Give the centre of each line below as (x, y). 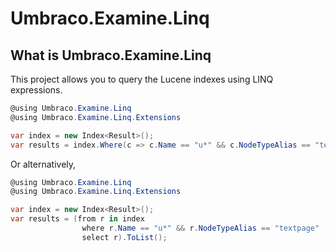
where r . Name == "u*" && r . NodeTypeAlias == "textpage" (200, 228)
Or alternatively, (43, 164)
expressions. (36, 90)
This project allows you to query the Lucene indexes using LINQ (142, 79)
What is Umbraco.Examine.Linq (111, 55)
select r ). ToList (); (124, 237)
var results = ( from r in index (77, 219)
